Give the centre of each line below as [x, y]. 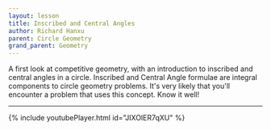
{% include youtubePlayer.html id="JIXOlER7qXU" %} [97, 118]
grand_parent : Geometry [48, 46]
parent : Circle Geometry [50, 38]
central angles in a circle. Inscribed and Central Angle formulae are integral [133, 78]
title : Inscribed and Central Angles [72, 23]
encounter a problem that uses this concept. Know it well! [104, 94]
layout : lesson [34, 16]
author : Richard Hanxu [46, 31]
